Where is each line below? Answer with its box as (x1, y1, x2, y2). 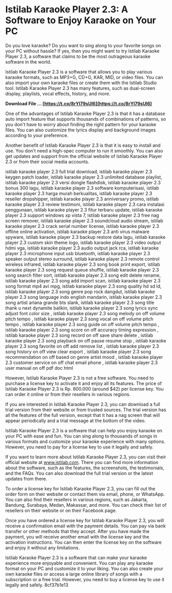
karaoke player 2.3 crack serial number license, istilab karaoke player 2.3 (5, 223, 160, 229)
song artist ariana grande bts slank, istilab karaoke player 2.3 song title (5, 299, 155, 305)
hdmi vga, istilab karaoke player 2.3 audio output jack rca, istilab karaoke (5, 245, 159, 251)
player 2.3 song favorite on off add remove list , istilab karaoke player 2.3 (5, 343, 160, 349)
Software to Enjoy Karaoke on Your (5, 14, 156, 26)
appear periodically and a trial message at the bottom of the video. (5, 417, 146, 424)
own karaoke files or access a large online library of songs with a (5, 571, 142, 577)
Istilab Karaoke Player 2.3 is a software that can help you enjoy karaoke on (5, 427, 163, 433)
